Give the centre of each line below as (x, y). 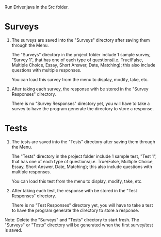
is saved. (14, 230)
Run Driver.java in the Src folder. (37, 7)
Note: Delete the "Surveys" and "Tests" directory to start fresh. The (72, 220)
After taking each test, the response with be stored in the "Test (74, 190)
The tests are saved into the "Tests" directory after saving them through (83, 142)
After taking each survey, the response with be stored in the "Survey (80, 89)
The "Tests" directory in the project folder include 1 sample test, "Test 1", (84, 156)
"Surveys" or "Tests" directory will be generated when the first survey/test (79, 225)
